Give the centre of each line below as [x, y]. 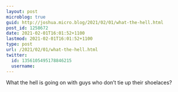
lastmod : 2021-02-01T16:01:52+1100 [49, 39]
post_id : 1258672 [27, 28]
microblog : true [26, 17]
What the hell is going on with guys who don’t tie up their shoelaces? [89, 83]
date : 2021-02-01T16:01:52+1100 [45, 33]
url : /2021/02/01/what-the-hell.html [52, 50]
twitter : [17, 55]
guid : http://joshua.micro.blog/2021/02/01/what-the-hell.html [85, 22]
